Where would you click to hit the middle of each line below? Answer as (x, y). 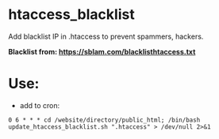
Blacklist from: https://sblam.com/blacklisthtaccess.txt (102, 51)
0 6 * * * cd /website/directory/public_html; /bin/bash (104, 120)
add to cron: (40, 105)
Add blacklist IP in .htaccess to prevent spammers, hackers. (106, 36)
